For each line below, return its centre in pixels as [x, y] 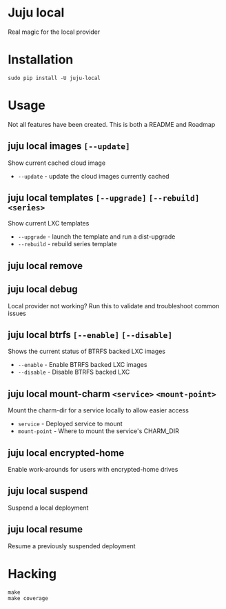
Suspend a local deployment [48, 508]
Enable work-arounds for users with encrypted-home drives [93, 470]
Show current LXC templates [49, 223]
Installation [41, 60]
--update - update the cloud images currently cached [93, 176]
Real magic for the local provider [54, 32]
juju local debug [43, 289]
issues [17, 313]
